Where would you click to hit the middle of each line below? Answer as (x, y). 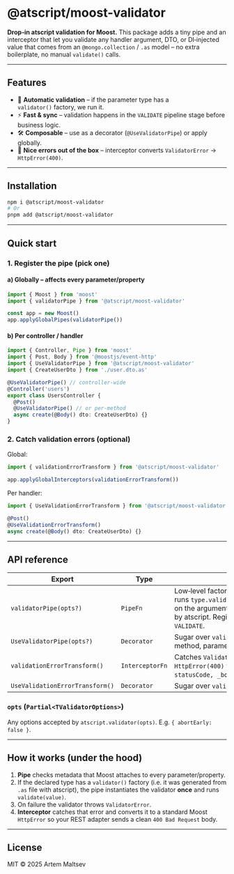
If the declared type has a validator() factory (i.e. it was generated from (122, 782)
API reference (38, 559)
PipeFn (132, 608)
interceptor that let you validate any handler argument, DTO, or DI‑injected (113, 39)
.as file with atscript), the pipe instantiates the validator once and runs (118, 790)
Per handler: (25, 493)
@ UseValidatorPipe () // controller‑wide (67, 382)
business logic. (39, 125)
